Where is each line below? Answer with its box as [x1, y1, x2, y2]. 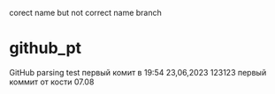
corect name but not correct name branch [9, 8, 162, 18]
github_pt [9, 39, 82, 58]
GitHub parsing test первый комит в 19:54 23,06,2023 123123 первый [9, 67, 267, 77]
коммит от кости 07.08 [9, 76, 95, 87]
